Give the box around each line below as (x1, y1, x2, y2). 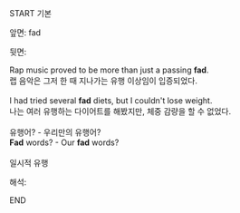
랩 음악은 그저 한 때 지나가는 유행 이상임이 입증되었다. (9, 75, 197, 86)
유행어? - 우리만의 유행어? (9, 127, 101, 138)
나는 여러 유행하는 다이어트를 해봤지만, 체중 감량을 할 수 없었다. (9, 106, 232, 116)
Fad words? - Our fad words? (9, 137, 120, 148)
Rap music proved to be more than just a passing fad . (9, 64, 209, 75)
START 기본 (9, 8, 53, 18)
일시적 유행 (9, 158, 49, 168)
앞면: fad (9, 27, 42, 38)
